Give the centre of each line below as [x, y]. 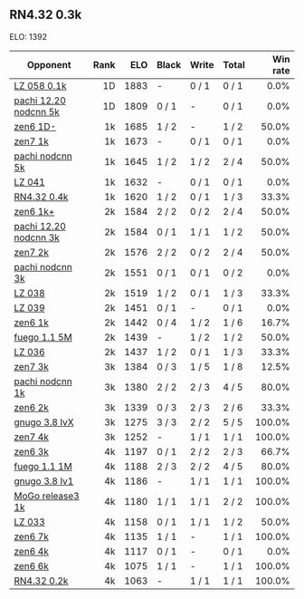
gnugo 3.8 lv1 [44, 481]
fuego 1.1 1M [43, 466]
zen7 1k [32, 141]
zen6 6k [32, 565]
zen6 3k [32, 451]
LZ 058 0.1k [40, 85]
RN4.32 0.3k [46, 15]
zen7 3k [32, 366]
